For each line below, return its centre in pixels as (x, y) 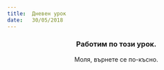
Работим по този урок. (116, 44)
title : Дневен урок (37, 14)
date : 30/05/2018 (35, 20)
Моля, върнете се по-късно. (116, 59)
